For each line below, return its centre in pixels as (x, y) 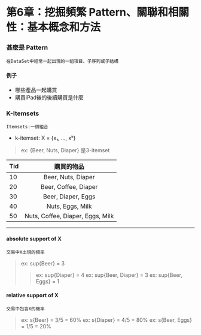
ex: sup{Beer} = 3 (42, 264)
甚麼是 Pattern (27, 47)
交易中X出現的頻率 (25, 252)
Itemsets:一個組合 (27, 126)
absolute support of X (34, 239)
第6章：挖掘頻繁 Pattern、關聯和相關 (98, 12)
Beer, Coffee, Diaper (69, 186)
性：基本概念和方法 (54, 27)
